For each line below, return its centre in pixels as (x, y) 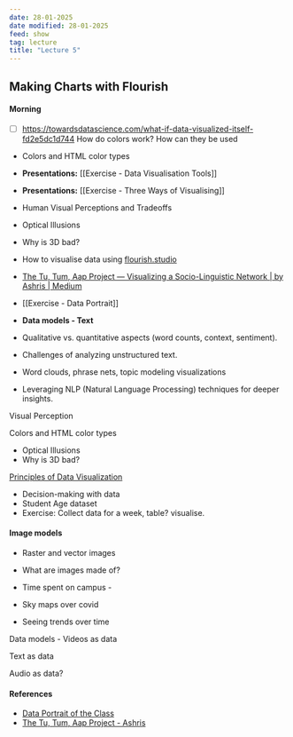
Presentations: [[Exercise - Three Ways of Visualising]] (123, 190)
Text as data (32, 656)
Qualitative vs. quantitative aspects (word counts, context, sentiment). (150, 337)
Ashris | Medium (52, 286)
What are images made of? (71, 570)
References (31, 693)
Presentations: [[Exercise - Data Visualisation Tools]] (120, 173)
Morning (25, 109)
